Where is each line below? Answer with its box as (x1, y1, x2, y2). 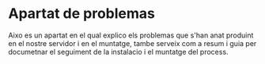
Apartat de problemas (8, 5, 156, 23)
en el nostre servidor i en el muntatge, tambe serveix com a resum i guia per (8, 38, 257, 48)
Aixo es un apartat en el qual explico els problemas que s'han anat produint (8, 30, 254, 40)
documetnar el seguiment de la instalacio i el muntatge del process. (8, 47, 229, 56)
